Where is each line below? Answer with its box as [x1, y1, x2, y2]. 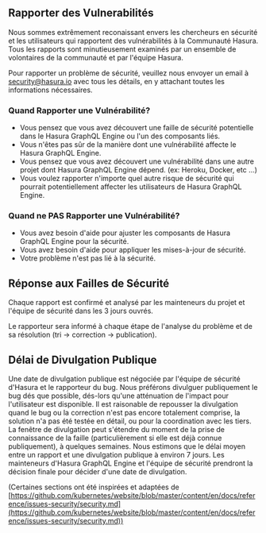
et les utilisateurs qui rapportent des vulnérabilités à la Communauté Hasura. [8, 36, 259, 45]
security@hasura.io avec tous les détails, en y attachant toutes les [8, 76, 225, 86]
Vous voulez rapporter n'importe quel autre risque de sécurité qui [19, 174, 234, 183]
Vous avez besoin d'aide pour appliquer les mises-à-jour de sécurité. [19, 245, 246, 255]
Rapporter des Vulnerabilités [8, 6, 154, 20]
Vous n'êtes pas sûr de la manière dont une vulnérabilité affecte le [19, 140, 237, 149]
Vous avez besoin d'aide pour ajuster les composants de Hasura [19, 228, 231, 238]
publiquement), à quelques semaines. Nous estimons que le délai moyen [8, 442, 246, 451]
